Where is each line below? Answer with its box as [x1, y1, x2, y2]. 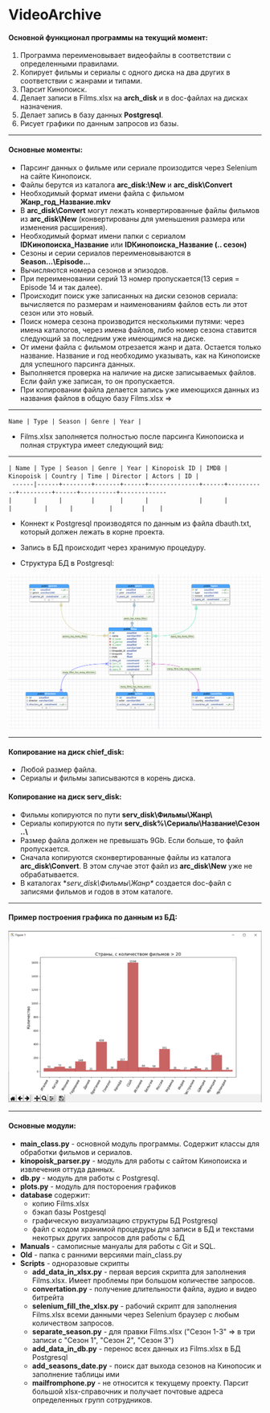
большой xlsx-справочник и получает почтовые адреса [31, 1386, 223, 1396]
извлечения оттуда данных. [19, 1164, 115, 1174]
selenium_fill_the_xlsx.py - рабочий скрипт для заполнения [31, 1300, 237, 1311]
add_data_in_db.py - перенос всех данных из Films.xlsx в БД [31, 1344, 241, 1354]
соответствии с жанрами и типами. [19, 76, 143, 86]
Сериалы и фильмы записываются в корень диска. [19, 773, 195, 783]
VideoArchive [8, 6, 102, 24]
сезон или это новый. [19, 308, 94, 317]
